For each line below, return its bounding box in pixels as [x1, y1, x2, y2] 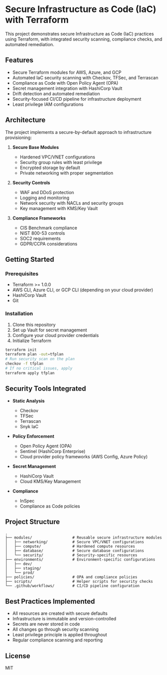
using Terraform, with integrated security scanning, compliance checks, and [5, 36, 162, 42]
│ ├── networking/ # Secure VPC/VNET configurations [5, 540, 144, 545]
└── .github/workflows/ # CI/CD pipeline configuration [5, 583, 140, 589]
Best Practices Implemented [5, 597, 95, 605]
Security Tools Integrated [5, 385, 86, 393]
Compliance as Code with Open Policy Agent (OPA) [12, 80, 118, 86]
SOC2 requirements [19, 235, 61, 241]
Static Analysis [12, 398, 45, 404]
